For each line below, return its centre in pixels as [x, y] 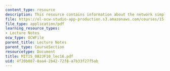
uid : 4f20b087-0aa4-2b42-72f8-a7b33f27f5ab [52, 61]
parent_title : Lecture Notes [36, 42]
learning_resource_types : [32, 28]
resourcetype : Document [30, 51]
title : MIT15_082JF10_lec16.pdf [39, 56]
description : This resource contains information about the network [79, 14]
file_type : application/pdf [35, 24]
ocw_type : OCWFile [25, 38]
